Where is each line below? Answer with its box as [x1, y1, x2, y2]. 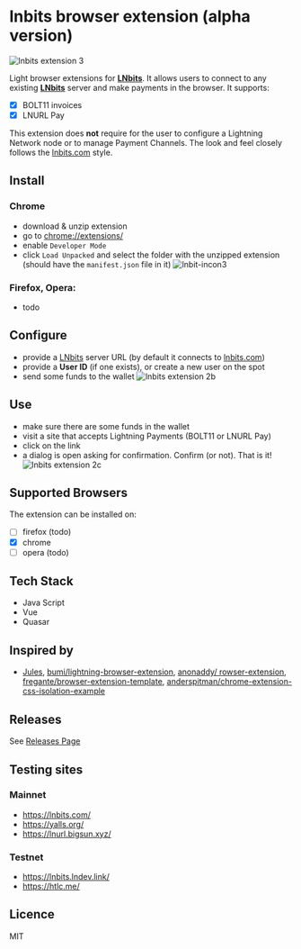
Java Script [22, 597, 65, 609]
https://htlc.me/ [22, 881, 81, 892]
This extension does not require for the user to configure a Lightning [9, 128, 263, 139]
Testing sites [9, 762, 84, 777]
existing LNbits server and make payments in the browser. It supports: [9, 82, 270, 93]
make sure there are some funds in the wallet [22, 420, 190, 431]
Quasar [22, 617, 50, 628]
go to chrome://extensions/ [22, 230, 124, 240]
